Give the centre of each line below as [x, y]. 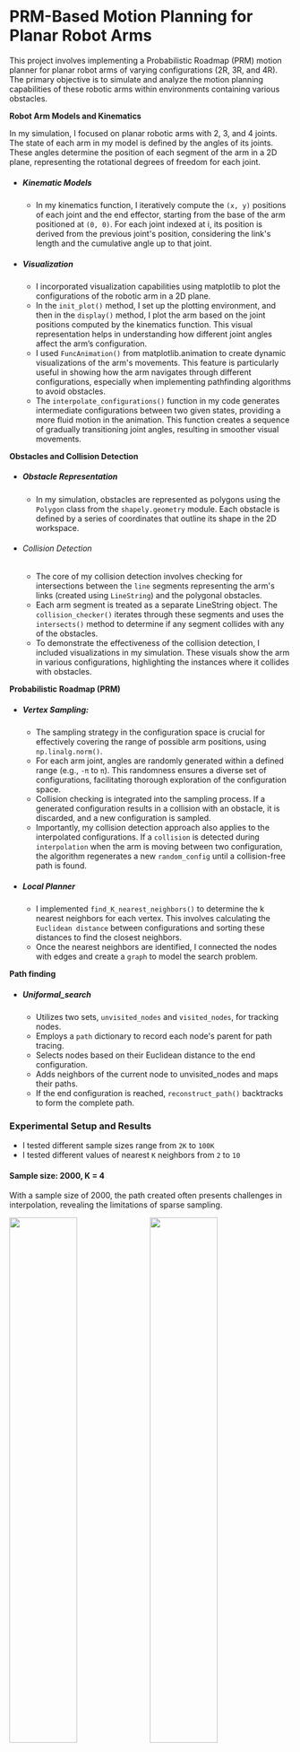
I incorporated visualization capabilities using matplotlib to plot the [158, 286]
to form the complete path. [85, 1103]
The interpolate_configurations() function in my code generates [158, 400]
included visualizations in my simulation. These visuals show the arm [163, 653]
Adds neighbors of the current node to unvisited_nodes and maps [157, 1074]
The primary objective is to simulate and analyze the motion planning [137, 79]
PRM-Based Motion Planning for [131, 17]
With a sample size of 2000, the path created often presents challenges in [146, 1196]
